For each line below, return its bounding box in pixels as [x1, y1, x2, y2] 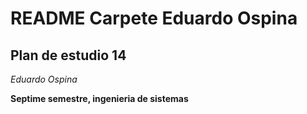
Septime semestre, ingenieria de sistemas [10, 93, 189, 104]
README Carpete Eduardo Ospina [10, 7, 298, 30]
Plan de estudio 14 [10, 47, 127, 64]
